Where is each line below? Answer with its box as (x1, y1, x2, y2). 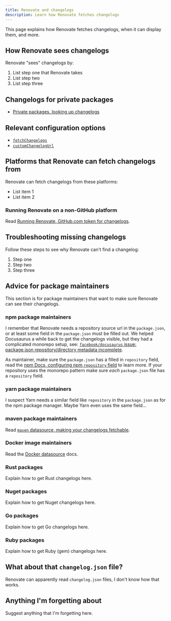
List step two (12, 75, 40, 81)
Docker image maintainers (5, 439, 72, 446)
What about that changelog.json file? (5, 563, 123, 572)
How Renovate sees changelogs (5, 46, 109, 55)
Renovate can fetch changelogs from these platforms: (5, 179, 118, 185)
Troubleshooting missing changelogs (5, 233, 126, 242)
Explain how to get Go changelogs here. (5, 524, 89, 530)
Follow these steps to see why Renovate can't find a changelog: (5, 246, 139, 252)
